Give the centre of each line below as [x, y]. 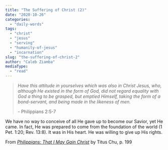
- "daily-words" [27, 24]
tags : [11, 29]
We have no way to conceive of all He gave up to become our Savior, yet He [84, 121]
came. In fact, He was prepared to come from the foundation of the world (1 [84, 127]
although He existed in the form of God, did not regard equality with [88, 91]
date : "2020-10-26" [26, 15]
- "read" [19, 71]
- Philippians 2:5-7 [37, 111]
